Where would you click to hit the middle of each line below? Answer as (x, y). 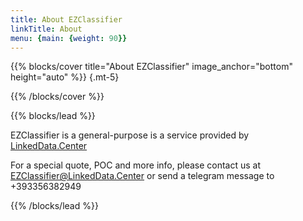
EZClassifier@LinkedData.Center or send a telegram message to (142, 176)
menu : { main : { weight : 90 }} (69, 38)
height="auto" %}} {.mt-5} (65, 77)
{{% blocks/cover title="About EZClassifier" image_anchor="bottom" (151, 67)
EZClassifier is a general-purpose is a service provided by (130, 135)
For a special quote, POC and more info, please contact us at (136, 165)
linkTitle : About (46, 29)
